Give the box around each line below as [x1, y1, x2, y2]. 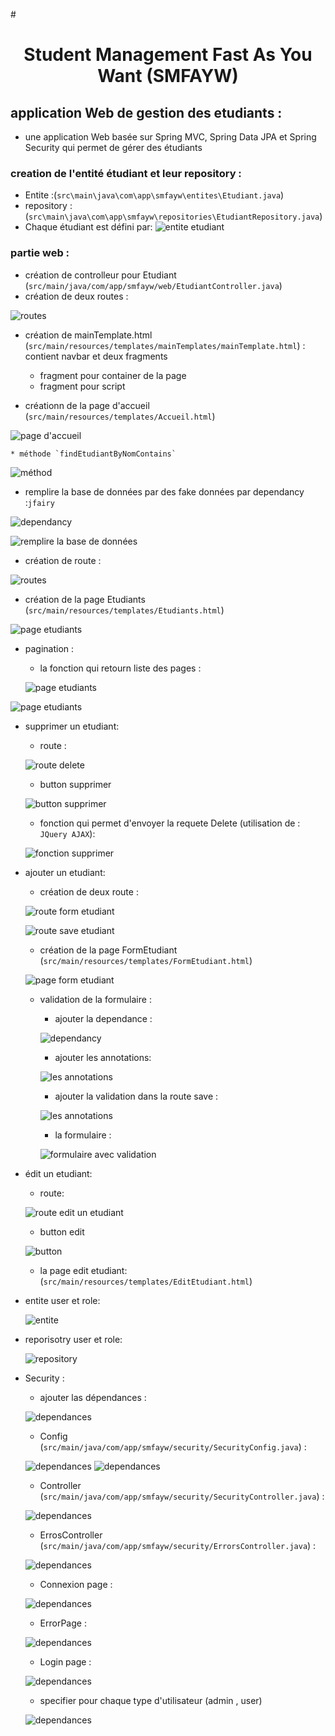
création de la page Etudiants [24, 593, 146, 605]
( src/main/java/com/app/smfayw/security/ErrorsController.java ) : [39, 1539, 317, 1551]
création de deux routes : [24, 290, 129, 302]
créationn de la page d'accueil [24, 399, 150, 411]
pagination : [24, 642, 75, 654]
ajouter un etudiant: [24, 866, 106, 878]
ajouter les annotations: [54, 1051, 152, 1063]
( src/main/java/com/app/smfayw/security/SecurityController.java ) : [39, 1490, 325, 1502]
